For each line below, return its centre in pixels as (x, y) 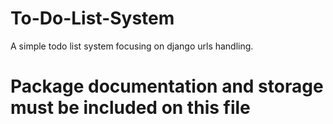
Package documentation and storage (167, 86)
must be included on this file (130, 108)
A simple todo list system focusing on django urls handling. (132, 46)
